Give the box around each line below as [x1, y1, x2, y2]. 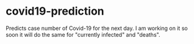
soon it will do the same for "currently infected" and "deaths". [5, 31, 160, 38]
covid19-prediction [5, 4, 104, 18]
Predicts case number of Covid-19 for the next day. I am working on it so [5, 24, 188, 32]
